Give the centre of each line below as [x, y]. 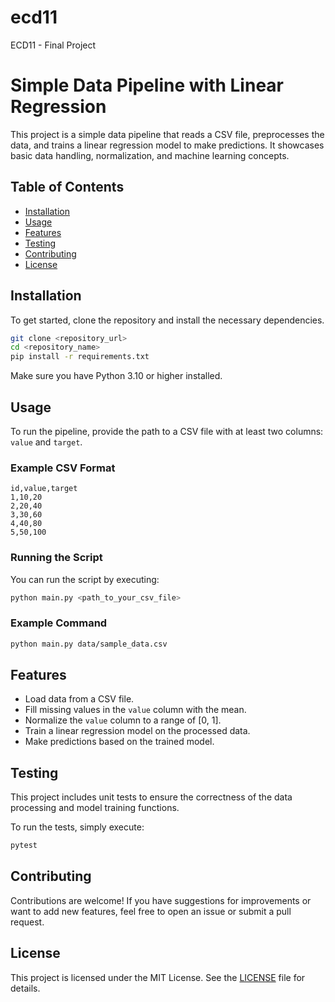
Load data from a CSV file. [79, 699]
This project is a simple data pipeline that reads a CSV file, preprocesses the [167, 134]
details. [25, 988]
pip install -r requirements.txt [80, 357]
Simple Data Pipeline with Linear [147, 85]
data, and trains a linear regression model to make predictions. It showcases [167, 145]
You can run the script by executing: [85, 579]
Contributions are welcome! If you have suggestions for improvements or [161, 900]
